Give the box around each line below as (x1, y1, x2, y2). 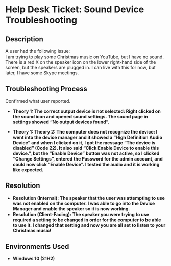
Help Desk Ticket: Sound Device (5, 4, 144, 15)
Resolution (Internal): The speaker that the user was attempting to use (12, 195, 165, 201)
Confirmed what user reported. (5, 98, 70, 104)
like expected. (12, 167, 44, 173)
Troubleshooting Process (5, 85, 88, 93)
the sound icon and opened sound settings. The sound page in (12, 113, 148, 119)
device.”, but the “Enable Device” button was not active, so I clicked (12, 150, 160, 156)
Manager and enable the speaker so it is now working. (12, 205, 130, 212)
